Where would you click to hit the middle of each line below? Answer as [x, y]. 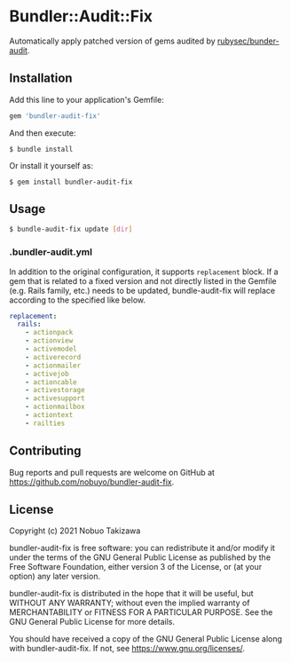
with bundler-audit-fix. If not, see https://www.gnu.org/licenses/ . [127, 649]
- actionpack [49, 333]
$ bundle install [41, 149]
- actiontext [49, 415]
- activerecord [53, 357]
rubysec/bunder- [248, 41]
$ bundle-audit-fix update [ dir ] [71, 229]
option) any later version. [55, 576]
